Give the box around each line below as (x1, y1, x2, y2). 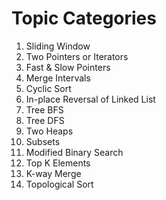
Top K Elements (25, 157, 91, 169)
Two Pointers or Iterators (25, 50, 129, 62)
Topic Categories (11, 7, 157, 30)
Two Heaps (25, 125, 74, 137)
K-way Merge (25, 167, 82, 179)
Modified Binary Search (25, 146, 124, 158)
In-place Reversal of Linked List (25, 93, 156, 105)
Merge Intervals (25, 72, 91, 84)
